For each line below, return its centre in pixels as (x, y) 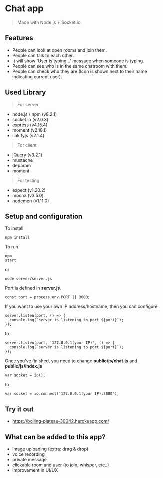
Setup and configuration (44, 216)
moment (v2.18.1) (30, 130)
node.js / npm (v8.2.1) (35, 114)
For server (28, 104)
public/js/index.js (24, 366)
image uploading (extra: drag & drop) (50, 449)
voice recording (28, 454)
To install (14, 228)
